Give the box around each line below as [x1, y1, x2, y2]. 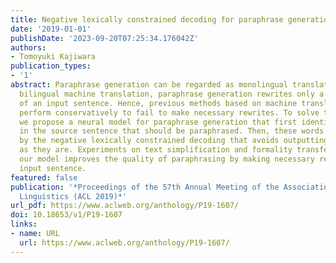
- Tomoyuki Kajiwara [10, 52, 97, 62]
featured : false [10, 172, 78, 183]
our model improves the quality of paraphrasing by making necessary [19, 154, 315, 164]
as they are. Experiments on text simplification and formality [19, 145, 293, 155]
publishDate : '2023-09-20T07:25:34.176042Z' [10, 33, 199, 43]
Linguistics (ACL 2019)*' [19, 191, 128, 201]
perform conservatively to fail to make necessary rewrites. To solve [19, 107, 320, 118]
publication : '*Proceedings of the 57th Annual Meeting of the [10, 182, 280, 192]
